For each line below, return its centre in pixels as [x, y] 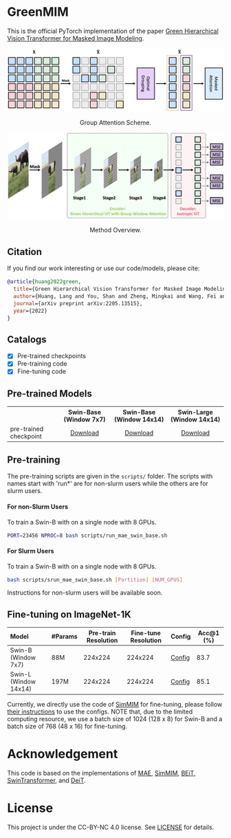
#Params [64, 637]
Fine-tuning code [42, 371]
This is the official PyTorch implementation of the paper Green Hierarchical [113, 31]
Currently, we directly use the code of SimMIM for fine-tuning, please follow [115, 704]
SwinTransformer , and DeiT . [46, 780]
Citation [25, 252]
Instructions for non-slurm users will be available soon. [85, 593]
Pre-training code [42, 364]
